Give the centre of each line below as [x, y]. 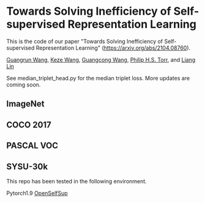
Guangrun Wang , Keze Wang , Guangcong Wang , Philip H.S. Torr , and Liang [101, 59]
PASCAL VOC [32, 146]
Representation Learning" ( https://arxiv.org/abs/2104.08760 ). [113, 48]
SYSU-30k [27, 167]
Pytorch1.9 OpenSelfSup [37, 193]
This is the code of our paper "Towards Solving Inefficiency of [85, 41]
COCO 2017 [29, 125]
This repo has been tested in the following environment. [76, 181]
